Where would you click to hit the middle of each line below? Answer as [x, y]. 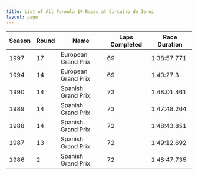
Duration [170, 44]
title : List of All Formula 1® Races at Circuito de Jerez [80, 11]
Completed [126, 44]
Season [20, 41]
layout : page [22, 17]
